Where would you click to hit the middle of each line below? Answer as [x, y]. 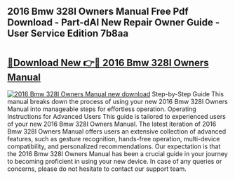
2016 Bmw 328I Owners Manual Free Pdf [98, 12]
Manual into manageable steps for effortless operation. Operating [102, 109]
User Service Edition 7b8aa [68, 33]
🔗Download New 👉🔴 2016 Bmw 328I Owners [108, 63]
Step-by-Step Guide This [188, 94]
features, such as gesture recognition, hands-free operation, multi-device [114, 139]
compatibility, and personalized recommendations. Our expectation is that [114, 146]
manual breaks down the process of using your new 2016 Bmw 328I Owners [117, 102]
